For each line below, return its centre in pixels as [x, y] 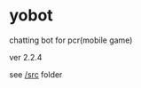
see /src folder [36, 74]
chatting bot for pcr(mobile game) [71, 40]
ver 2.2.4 [26, 57]
